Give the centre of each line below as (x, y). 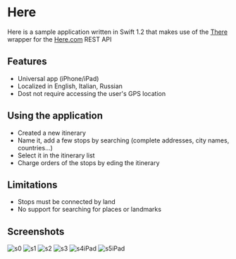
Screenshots (36, 231)
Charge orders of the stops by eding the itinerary (88, 162)
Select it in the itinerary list (56, 155)
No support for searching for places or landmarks (89, 210)
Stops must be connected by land (67, 202)
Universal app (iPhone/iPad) (58, 78)
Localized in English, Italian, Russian (70, 86)
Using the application (55, 116)
